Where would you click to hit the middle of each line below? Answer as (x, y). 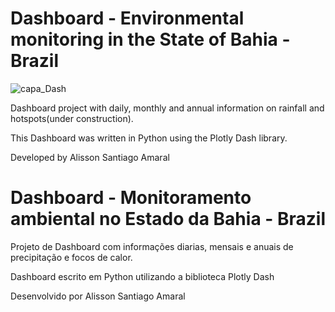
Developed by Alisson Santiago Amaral (90, 157)
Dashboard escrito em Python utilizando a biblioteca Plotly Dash (142, 276)
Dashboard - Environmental (127, 18)
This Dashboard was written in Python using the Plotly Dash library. (149, 138)
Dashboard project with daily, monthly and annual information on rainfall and (167, 108)
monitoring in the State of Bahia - (150, 39)
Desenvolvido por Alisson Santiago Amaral (98, 296)
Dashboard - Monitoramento (131, 198)
